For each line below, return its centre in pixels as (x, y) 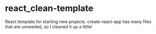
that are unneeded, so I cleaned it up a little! (49, 26)
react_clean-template (49, 8)
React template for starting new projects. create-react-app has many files (78, 22)
